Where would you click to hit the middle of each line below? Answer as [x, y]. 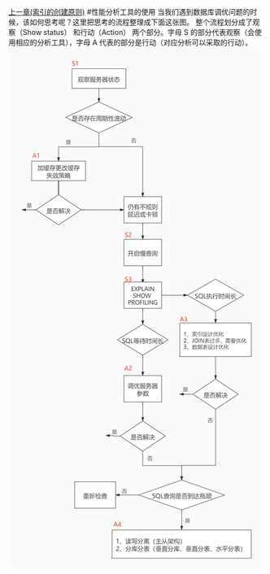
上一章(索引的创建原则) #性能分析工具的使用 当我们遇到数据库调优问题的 [129, 12]
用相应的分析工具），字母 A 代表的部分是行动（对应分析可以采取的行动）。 [131, 42]
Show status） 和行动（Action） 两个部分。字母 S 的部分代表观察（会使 [142, 32]
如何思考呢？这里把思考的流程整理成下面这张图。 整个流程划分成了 [141, 22]
